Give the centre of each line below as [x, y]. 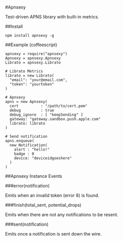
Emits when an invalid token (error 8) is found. [52, 195]
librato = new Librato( [30, 76]
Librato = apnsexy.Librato [33, 63]
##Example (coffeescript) [31, 45]
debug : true [32, 110]
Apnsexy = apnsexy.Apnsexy [33, 58]
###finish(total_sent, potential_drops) [43, 205]
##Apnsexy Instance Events [34, 176]
